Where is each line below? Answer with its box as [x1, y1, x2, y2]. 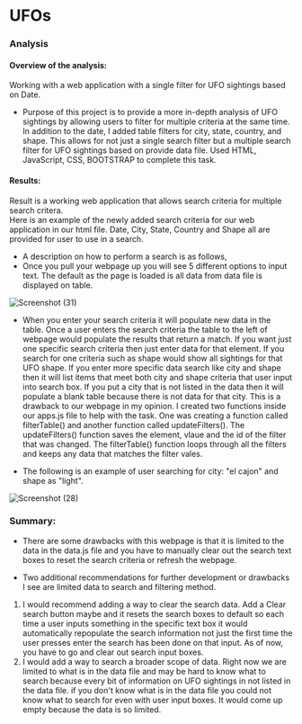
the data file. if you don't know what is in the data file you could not [22, 684, 272, 695]
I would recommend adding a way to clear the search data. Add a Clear [22, 599, 287, 610]
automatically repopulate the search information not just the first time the [22, 627, 293, 639]
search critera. [9, 204, 64, 216]
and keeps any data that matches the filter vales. [22, 448, 203, 459]
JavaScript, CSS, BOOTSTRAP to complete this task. [22, 155, 218, 165]
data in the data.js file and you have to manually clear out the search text [22, 545, 292, 556]
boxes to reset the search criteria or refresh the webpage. [22, 554, 237, 565]
